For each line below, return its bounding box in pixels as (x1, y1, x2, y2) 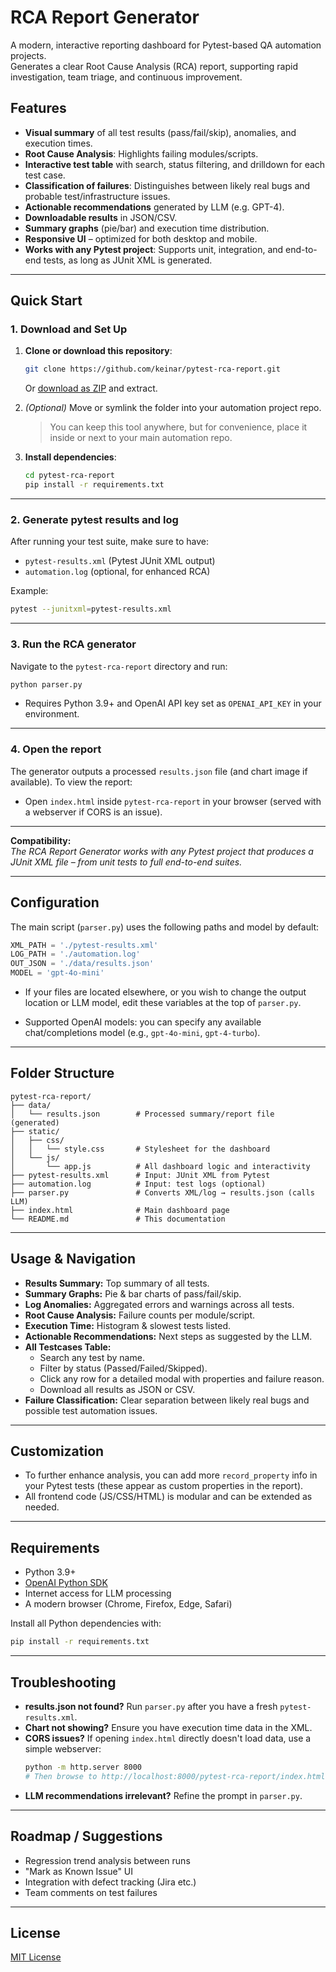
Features (10, 100, 67, 117)
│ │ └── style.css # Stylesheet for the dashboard (10, 1144, 271, 1154)
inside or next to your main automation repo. (49, 432, 233, 444)
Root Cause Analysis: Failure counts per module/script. (24, 1309, 256, 1321)
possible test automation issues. (24, 1404, 158, 1416)
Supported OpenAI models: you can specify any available (24, 1016, 262, 1028)
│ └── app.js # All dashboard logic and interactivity (10, 1161, 311, 1171)
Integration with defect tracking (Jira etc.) (24, 1876, 197, 1888)
